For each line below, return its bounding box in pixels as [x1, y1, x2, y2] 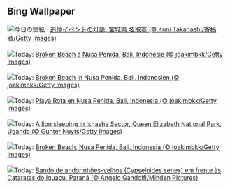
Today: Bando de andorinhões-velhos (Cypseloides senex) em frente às [14, 166, 222, 174]
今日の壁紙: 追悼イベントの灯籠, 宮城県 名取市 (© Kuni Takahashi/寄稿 [14, 24, 217, 34]
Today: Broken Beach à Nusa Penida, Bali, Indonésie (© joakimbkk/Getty [14, 50, 224, 58]
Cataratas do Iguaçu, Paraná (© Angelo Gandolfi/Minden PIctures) [7, 173, 199, 181]
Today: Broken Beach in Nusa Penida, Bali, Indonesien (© [14, 73, 180, 81]
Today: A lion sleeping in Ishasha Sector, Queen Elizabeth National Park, [14, 119, 222, 128]
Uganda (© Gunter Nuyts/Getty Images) [7, 127, 122, 135]
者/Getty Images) [7, 34, 57, 42]
